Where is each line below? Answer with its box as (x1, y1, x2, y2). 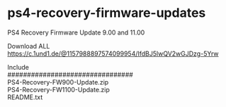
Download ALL (7, 42, 50, 50)
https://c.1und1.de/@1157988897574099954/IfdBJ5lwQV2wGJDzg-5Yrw (7, 49, 219, 58)
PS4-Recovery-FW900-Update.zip (7, 77, 109, 86)
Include (7, 63, 30, 71)
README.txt (7, 93, 43, 101)
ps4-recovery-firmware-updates (7, 5, 206, 21)
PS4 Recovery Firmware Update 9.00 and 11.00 (7, 28, 145, 37)
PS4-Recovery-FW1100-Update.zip (7, 85, 110, 94)
